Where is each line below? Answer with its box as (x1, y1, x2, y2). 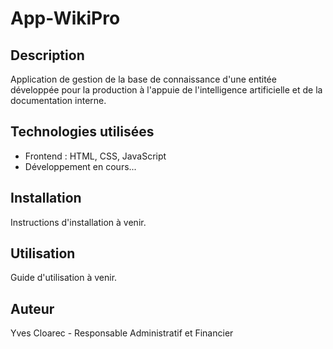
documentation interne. (10, 95, 107, 106)
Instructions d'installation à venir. (10, 216, 147, 228)
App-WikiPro (10, 7, 121, 30)
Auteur (10, 300, 55, 317)
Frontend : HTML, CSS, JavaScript (24, 150, 167, 162)
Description (10, 47, 85, 64)
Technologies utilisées (10, 123, 155, 141)
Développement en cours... (24, 160, 137, 172)
